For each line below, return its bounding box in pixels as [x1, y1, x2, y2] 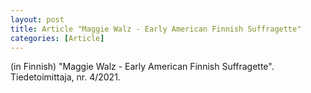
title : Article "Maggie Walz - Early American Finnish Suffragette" [10, 24, 302, 34]
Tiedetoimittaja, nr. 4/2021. [10, 71, 121, 83]
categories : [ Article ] [10, 33, 105, 43]
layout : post [10, 14, 65, 25]
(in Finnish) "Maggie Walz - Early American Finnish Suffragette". [10, 61, 275, 73]
